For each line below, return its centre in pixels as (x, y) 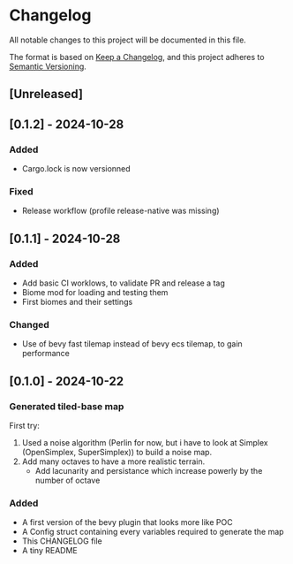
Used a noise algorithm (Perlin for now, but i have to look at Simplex (145, 442)
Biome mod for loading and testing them (95, 292)
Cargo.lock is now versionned (76, 169)
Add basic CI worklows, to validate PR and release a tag (123, 283)
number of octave (68, 480)
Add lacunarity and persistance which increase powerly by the (149, 470)
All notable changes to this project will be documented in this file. (128, 40)
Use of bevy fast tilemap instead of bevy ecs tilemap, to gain (132, 344)
